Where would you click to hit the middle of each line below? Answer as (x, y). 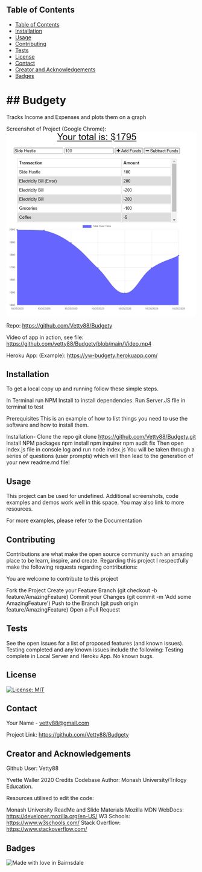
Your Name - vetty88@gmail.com (48, 723)
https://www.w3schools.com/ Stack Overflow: (64, 823)
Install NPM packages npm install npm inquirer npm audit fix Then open (95, 443)
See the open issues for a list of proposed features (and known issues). (95, 643)
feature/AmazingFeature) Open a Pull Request (63, 610)
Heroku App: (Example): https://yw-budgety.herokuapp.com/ (82, 355)
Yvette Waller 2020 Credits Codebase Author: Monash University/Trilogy (96, 780)
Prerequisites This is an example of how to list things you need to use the (97, 419)
